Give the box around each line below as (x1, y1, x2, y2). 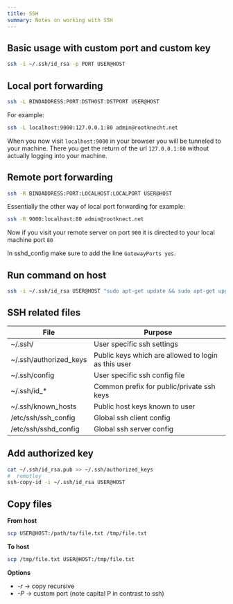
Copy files (7, 498, 53, 510)
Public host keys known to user (93, 402, 196, 411)
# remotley (7, 472, 42, 479)
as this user (93, 359, 132, 368)
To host (7, 542, 30, 551)
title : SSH (7, 10, 39, 17)
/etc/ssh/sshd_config (10, 424, 80, 433)
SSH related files (7, 307, 81, 319)
